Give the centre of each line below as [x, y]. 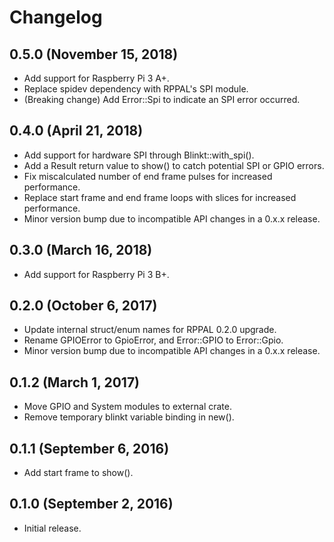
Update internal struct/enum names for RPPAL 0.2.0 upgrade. [150, 330]
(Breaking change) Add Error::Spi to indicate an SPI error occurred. [162, 99]
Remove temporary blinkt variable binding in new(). [129, 417]
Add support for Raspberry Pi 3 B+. [96, 274]
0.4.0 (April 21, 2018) [76, 131]
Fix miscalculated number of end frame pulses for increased [148, 176]
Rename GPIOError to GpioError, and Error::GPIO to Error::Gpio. [153, 340]
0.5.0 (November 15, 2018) [94, 54]
